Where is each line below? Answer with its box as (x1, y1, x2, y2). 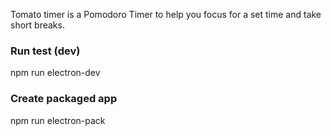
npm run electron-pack (10, 114, 106, 126)
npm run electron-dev (10, 67, 101, 79)
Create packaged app (10, 92, 118, 106)
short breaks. (10, 19, 65, 31)
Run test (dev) (10, 44, 81, 58)
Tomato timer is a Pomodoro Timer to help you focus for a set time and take (10, 9, 322, 20)
